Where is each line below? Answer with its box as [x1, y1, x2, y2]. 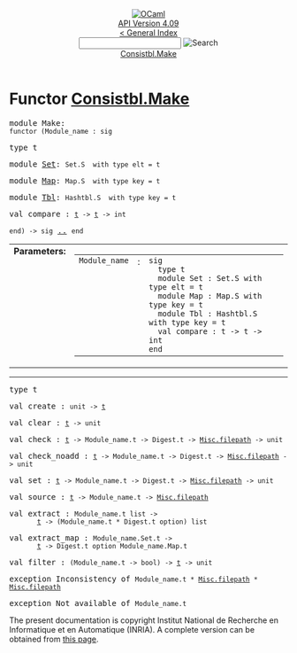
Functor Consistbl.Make [9, 89, 190, 109]
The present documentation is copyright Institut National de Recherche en [9, 615, 278, 626]
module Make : [9, 118, 66, 128]
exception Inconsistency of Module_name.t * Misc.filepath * [9, 573, 258, 584]
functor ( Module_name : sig [9, 127, 113, 136]
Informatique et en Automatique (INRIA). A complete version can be [9, 624, 255, 634]
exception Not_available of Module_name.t [9, 598, 187, 608]
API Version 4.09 [118, 18, 179, 28]
